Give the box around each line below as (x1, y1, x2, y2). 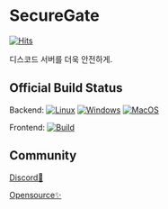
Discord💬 (9, 172, 44, 183)
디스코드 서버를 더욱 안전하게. (9, 53, 113, 64)
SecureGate (9, 5, 101, 26)
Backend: (9, 104, 45, 115)
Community (9, 148, 77, 163)
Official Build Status (9, 80, 123, 95)
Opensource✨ (9, 189, 62, 200)
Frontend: (9, 122, 46, 132)
